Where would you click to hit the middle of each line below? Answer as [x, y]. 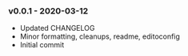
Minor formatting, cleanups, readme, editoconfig [100, 36]
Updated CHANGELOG [57, 28]
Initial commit [42, 45]
